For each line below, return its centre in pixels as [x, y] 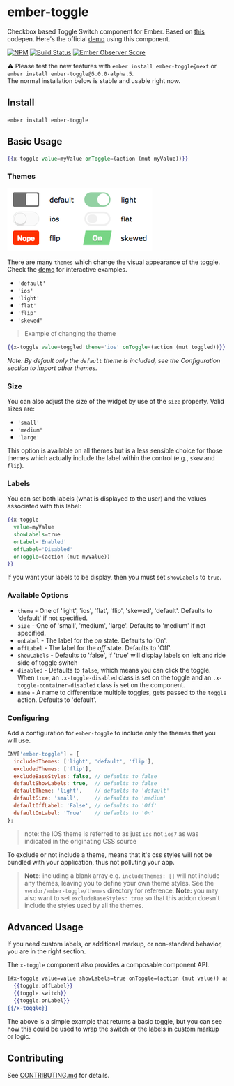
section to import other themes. [52, 368]
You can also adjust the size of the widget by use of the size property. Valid [116, 401]
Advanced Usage [45, 927]
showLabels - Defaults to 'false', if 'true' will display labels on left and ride [122, 655]
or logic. [19, 1036]
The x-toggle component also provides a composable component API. [108, 965]
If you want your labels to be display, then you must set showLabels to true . [114, 578]
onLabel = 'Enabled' [40, 542]
